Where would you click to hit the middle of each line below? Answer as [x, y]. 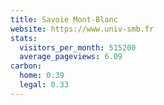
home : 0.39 [42, 76]
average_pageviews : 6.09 [71, 57]
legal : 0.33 [44, 85]
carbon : [26, 66]
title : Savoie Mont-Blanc [64, 19]
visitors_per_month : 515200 [78, 47]
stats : [24, 38]
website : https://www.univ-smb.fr [82, 29]
